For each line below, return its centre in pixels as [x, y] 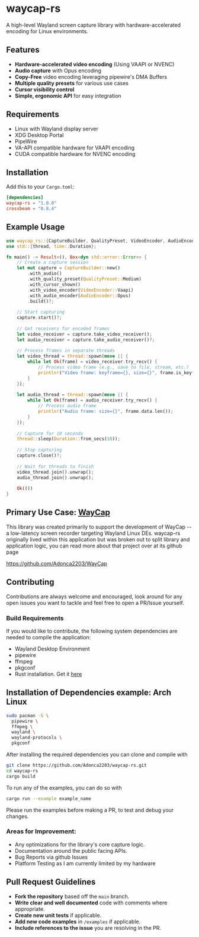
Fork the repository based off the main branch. [72, 896]
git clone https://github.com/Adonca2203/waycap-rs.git [76, 766]
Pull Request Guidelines [51, 882]
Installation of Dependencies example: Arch [89, 693]
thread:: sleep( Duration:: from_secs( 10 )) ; [68, 439]
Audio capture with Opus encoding [58, 71]
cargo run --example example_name [49, 799]
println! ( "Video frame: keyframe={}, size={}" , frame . [107, 372]
